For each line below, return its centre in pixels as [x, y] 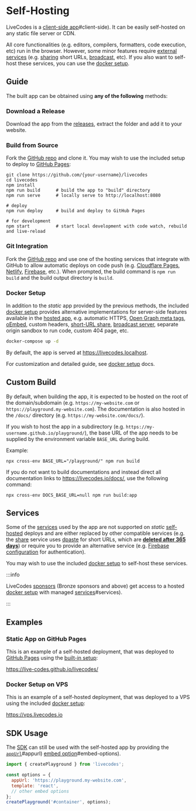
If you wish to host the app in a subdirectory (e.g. [65, 426]
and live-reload [26, 232]
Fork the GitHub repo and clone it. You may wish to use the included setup [96, 158]
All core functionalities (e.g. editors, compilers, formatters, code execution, [96, 45]
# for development [28, 221]
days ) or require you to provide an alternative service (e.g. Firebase [88, 546]
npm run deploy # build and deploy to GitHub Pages [75, 211]
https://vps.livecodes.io [35, 715]
